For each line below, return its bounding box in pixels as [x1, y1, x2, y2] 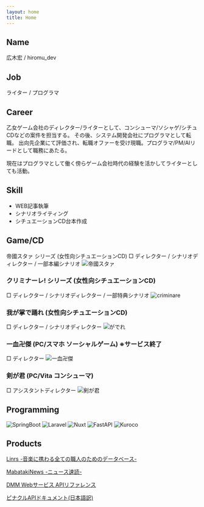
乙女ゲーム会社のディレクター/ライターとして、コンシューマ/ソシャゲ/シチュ [6, 124, 198, 131]
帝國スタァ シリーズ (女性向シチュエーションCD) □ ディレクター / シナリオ [6, 252, 193, 259]
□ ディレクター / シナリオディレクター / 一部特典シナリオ [6, 292, 150, 299]
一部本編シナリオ [37, 260, 81, 267]
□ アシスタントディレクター [6, 386, 76, 394]
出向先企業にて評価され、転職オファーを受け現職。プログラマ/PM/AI [18, 139, 191, 146]
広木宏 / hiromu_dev [6, 54, 57, 61]
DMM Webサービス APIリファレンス [6, 481, 96, 489]
